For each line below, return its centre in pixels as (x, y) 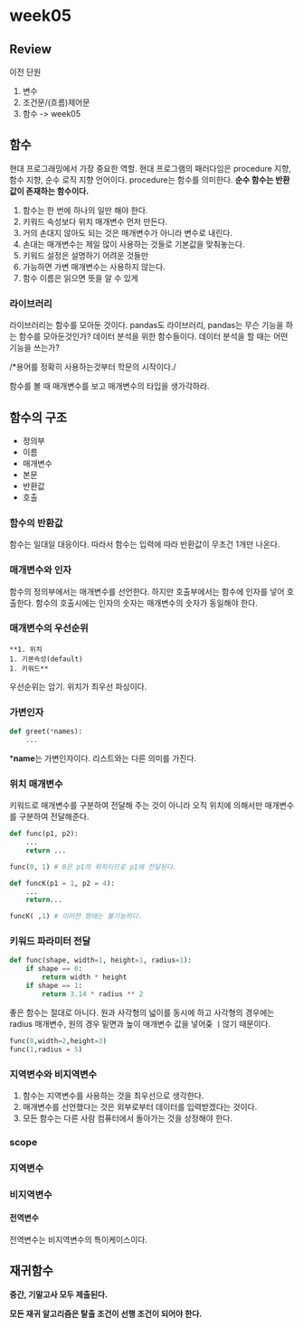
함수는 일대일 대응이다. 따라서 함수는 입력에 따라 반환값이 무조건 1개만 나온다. (145, 544)
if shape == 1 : (54, 986)
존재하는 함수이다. (57, 191)
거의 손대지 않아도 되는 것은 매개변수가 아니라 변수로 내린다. (128, 232)
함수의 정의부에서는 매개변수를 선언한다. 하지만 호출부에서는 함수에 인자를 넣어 (147, 591)
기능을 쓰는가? (35, 348)
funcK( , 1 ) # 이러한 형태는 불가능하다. (76, 917)
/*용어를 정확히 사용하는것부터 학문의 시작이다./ (93, 367)
